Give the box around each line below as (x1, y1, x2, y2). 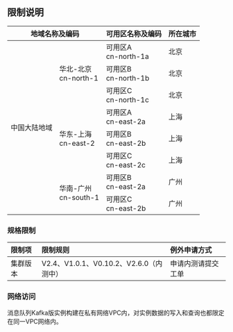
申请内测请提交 (169, 259, 219, 269)
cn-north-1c (105, 94, 149, 104)
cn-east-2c (105, 160, 146, 169)
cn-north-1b (105, 73, 150, 83)
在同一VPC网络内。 (7, 317, 62, 326)
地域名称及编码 (30, 28, 80, 38)
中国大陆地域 (10, 122, 53, 132)
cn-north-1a (105, 51, 149, 61)
